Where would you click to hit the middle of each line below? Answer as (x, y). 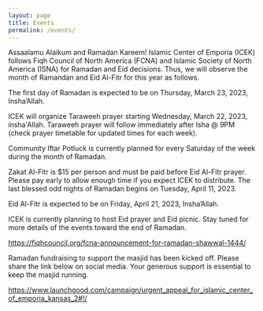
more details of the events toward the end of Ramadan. (97, 228)
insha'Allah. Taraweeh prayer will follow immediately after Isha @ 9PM (122, 125)
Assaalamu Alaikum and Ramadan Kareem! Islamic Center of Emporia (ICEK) (132, 53)
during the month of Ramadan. (58, 157)
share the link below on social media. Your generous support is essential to (130, 267)
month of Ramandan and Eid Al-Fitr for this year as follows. (104, 78)
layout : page (30, 15)
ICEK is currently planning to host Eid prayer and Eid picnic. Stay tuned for (129, 219)
